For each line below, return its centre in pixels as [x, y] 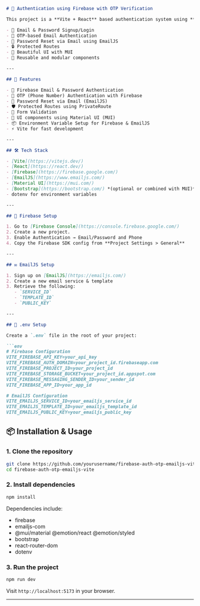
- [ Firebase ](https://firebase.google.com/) [62, 172]
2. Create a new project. [38, 232]
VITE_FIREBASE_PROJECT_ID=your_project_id [60, 368]
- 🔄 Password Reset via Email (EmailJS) [57, 101]
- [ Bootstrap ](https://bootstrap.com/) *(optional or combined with [93, 189]
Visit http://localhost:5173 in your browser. [61, 591]
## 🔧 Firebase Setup [32, 216]
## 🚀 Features [24, 79]
